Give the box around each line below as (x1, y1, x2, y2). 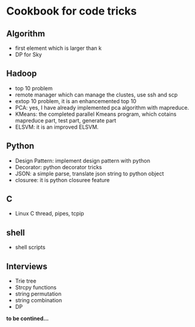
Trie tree (15, 277, 36, 285)
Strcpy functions (15, 284, 57, 291)
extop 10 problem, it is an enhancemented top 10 (15, 97, 137, 104)
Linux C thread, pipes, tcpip (15, 210, 85, 217)
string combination (15, 297, 62, 304)
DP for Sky (15, 51, 42, 58)
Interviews (6, 261, 47, 271)
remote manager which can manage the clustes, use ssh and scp (15, 91, 178, 98)
